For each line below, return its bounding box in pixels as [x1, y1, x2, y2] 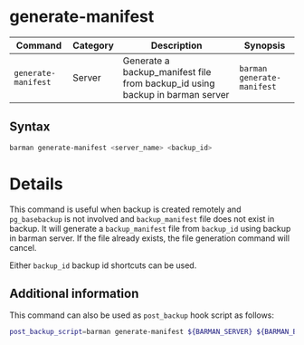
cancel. [9, 242, 37, 253]
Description [150, 39, 203, 52]
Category [71, 39, 115, 52]
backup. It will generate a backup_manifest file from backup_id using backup [9, 223, 291, 234]
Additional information [9, 285, 139, 301]
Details [9, 174, 63, 194]
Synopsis [243, 39, 286, 52]
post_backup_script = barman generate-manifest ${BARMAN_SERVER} [9, 328, 253, 337]
